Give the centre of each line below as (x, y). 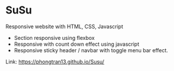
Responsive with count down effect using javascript (76, 44)
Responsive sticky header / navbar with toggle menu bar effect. (91, 50)
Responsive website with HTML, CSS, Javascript (64, 26)
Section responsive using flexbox (54, 38)
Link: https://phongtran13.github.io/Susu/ (55, 62)
